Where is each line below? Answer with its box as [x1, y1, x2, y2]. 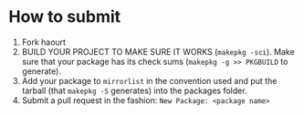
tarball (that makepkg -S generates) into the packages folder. [21, 85, 247, 96]
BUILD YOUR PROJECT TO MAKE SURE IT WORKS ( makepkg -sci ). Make [21, 46, 296, 57]
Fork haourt [21, 37, 66, 47]
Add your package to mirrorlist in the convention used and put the [21, 75, 278, 86]
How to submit [8, 6, 121, 27]
